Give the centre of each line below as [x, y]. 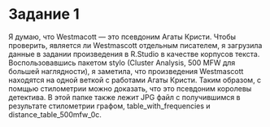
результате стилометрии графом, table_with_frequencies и [109, 106]
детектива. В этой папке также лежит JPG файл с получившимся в [125, 97]
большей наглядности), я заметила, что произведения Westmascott [126, 71]
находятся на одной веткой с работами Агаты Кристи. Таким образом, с [135, 80]
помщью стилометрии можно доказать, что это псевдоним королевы [130, 88]
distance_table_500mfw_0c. [55, 114]
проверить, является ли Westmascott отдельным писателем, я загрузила [135, 45]
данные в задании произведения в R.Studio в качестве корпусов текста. [134, 54]
